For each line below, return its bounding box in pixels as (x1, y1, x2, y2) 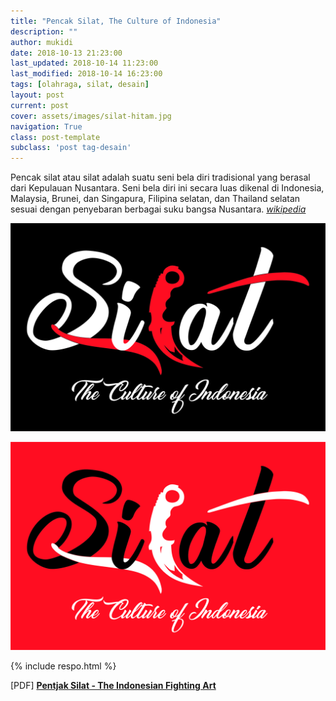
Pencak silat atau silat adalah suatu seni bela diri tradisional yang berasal (10, 171, 311, 184)
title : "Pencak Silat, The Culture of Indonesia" (10, 16, 222, 26)
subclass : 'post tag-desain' (10, 143, 132, 153)
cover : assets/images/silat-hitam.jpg (10, 111, 172, 121)
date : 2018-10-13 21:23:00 (10, 48, 123, 58)
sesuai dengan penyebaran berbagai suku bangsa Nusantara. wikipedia (10, 203, 307, 215)
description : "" (10, 26, 78, 37)
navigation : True (10, 121, 83, 132)
